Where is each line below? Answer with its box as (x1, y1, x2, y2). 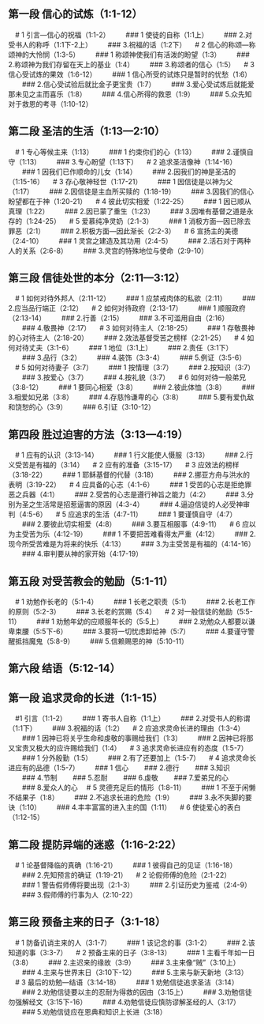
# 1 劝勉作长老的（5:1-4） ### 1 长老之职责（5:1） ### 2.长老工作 (14, 597, 256, 606)
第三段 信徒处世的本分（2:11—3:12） (8, 271, 186, 285)
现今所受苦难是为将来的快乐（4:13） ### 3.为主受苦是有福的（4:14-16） (8, 539, 255, 549)
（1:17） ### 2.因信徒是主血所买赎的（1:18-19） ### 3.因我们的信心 (8, 187, 255, 196)
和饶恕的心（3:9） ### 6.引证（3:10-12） (8, 402, 155, 412)
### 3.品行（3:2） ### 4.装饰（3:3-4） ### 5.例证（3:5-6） (21, 353, 247, 362)
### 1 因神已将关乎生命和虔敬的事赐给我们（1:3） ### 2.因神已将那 (21, 734, 254, 743)
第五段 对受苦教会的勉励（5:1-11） (8, 574, 174, 588)
